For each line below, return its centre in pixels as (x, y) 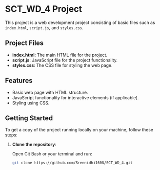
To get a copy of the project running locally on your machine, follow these (79, 130)
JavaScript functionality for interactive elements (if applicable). (75, 97)
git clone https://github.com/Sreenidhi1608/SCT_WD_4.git (72, 163)
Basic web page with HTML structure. (50, 92)
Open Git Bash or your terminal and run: (52, 154)
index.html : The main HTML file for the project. (60, 55)
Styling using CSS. (31, 103)
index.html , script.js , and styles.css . (44, 27)
